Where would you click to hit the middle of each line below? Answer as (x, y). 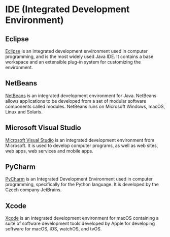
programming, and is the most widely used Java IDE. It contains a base (79, 56)
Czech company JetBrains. (33, 190)
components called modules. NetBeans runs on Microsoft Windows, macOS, (85, 106)
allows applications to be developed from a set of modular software (76, 101)
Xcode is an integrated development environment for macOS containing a (82, 218)
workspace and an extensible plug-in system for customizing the (73, 62)
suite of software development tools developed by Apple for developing (80, 224)
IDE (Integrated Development (67, 9)
